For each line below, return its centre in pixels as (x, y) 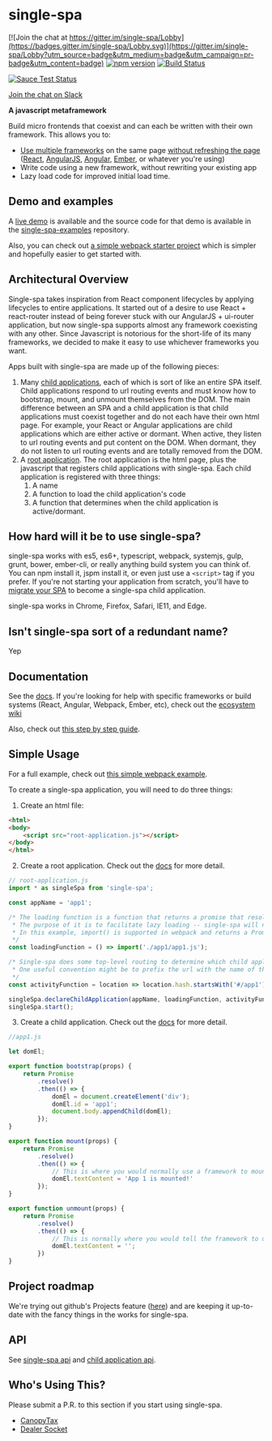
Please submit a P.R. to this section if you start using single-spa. (115, 1405)
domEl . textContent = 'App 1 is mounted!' (123, 1179)
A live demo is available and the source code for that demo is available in (130, 221)
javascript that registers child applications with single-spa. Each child (136, 468)
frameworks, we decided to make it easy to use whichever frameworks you (134, 342)
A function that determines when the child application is (125, 502)
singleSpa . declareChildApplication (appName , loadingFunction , (115, 999)
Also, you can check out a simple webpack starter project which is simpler (132, 245)
